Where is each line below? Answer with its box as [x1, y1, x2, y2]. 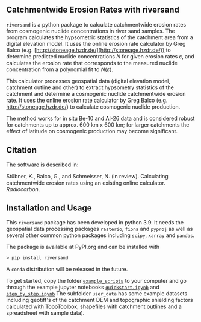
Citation [6, 145, 37, 156]
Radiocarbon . [6, 185, 40, 192]
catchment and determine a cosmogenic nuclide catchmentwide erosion [6, 90, 186, 97]
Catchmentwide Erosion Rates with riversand [6, 5, 179, 15]
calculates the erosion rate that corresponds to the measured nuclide [6, 59, 178, 66]
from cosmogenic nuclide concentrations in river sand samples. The [6, 27, 176, 34]
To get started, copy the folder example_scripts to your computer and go [6, 277, 187, 285]
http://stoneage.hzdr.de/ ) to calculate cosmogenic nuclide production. [6, 103, 181, 110]
